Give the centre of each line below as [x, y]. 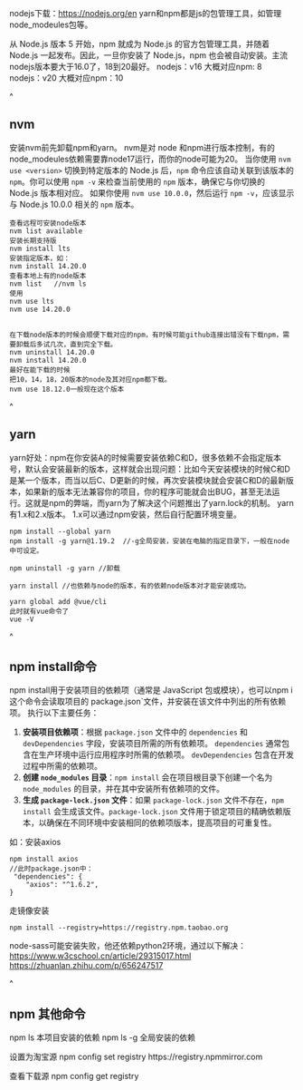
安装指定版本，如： [40, 258]
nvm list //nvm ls [48, 284]
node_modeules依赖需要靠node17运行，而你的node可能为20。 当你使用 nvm [150, 159]
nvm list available [46, 231]
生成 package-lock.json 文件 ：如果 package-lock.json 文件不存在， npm [153, 800]
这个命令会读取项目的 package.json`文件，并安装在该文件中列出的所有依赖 [148, 702]
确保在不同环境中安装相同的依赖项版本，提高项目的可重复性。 [161, 822]
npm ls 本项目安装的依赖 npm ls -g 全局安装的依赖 [103, 1037]
